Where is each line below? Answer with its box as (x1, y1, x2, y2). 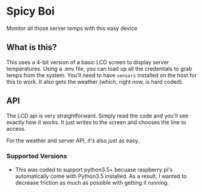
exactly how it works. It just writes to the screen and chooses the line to (6, 118, 187, 126)
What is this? (6, 42, 57, 53)
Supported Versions (6, 152, 67, 160)
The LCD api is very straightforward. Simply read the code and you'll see (6, 112, 189, 119)
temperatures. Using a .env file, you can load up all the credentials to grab (6, 65, 192, 72)
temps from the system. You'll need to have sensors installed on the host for (6, 72, 197, 79)
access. (6, 125, 26, 132)
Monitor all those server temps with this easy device (6, 24, 138, 32)
